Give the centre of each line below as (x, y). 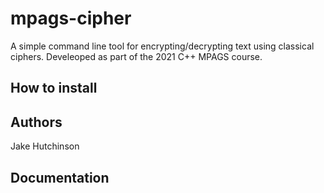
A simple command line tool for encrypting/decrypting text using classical (162, 46)
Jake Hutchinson (45, 146)
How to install (54, 88)
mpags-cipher (71, 18)
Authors (36, 122)
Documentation (60, 177)
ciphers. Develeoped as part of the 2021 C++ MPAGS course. (136, 56)
